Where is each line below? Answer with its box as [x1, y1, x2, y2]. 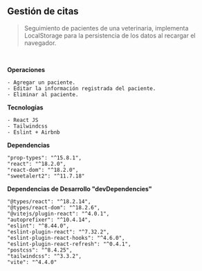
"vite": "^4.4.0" [7, 259, 57, 265]
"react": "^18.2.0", [7, 160, 67, 167]
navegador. [24, 38, 57, 47]
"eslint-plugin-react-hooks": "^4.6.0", [7, 234, 126, 241]
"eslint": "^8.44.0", [7, 222, 70, 229]
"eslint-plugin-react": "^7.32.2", [7, 228, 110, 235]
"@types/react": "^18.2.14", [7, 198, 91, 205]
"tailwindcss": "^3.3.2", [7, 252, 82, 259]
